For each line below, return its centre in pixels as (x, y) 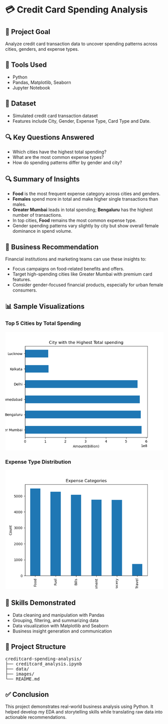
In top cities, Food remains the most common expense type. (74, 220)
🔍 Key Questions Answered (50, 138)
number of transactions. (37, 215)
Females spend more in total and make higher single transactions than (85, 199)
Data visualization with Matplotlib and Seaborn (60, 625)
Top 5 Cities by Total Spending (43, 323)
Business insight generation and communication (62, 631)
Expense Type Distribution (38, 462)
